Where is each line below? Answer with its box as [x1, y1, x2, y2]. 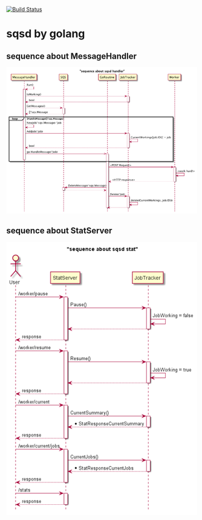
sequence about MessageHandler [6, 51, 137, 61]
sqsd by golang [6, 27, 85, 41]
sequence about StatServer [6, 225, 112, 235]
